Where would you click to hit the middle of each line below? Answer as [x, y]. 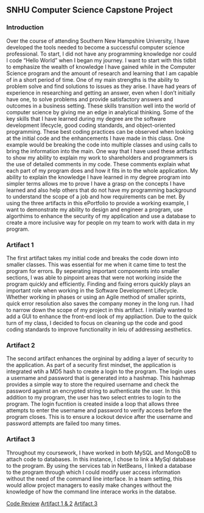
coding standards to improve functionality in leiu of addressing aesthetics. [99, 329]
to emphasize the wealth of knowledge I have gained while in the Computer [101, 67]
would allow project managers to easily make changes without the [89, 485]
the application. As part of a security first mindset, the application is [91, 365]
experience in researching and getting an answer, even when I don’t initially [101, 93]
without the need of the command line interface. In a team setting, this [94, 478]
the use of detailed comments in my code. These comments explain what [98, 164]
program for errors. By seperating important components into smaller [93, 271]
